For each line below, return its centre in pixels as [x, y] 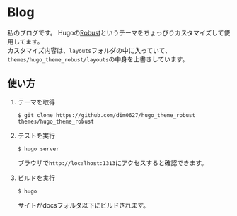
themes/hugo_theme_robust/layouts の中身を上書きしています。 [98, 59]
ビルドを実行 [36, 178]
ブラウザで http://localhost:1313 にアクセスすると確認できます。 [112, 162]
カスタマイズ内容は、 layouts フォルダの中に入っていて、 [89, 50]
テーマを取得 [36, 102]
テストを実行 [36, 136]
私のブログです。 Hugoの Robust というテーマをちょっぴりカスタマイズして [116, 32]
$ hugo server [38, 149]
